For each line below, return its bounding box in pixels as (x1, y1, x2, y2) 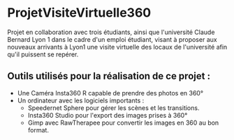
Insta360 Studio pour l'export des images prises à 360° (27, 111, 188, 119)
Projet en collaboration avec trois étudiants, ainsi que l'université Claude (7, 28, 215, 36)
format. (27, 125, 49, 134)
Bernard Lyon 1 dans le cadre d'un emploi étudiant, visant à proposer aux (7, 35, 218, 43)
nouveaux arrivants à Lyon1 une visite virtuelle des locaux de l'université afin (7, 42, 228, 51)
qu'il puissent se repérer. (7, 50, 79, 59)
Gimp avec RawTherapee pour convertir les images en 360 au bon (27, 118, 219, 127)
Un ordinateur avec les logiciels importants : (17, 96, 145, 104)
